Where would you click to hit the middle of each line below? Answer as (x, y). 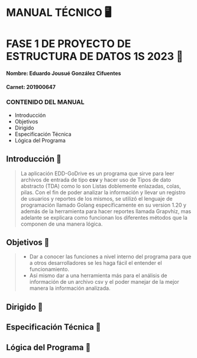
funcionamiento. (49, 270)
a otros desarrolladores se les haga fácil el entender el (96, 263)
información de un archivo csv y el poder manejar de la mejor (104, 282)
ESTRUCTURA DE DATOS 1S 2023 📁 (95, 57)
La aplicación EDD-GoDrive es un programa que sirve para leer (97, 173)
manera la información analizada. (70, 288)
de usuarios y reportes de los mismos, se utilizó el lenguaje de (96, 198)
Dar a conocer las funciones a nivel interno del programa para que (110, 256)
